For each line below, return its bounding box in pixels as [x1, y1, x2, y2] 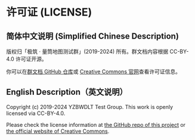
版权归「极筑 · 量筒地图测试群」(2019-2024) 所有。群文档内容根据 [6, 48, 169, 55]
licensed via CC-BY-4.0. [6, 110, 66, 117]
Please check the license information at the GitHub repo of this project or [6, 121, 186, 128]
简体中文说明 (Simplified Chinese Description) [6, 31, 179, 41]
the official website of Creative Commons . [6, 127, 110, 135]
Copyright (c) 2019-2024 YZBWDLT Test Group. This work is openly [6, 103, 173, 110]
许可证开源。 [16, 55, 48, 63]
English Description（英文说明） [6, 87, 128, 97]
